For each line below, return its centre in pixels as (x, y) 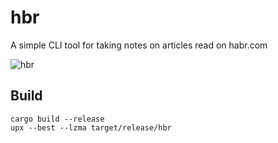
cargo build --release (57, 119)
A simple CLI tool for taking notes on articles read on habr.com (139, 45)
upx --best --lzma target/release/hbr (91, 127)
